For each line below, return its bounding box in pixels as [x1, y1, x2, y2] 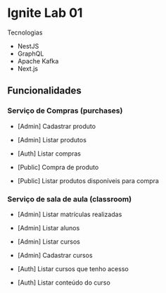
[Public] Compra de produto [17, 163, 99, 171]
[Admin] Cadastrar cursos [17, 251, 93, 259]
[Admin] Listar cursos [17, 237, 81, 246]
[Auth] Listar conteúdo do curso [17, 278, 110, 287]
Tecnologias [7, 28, 43, 37]
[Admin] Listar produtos [17, 135, 87, 144]
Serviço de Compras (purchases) [7, 106, 123, 116]
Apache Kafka [17, 56, 59, 65]
